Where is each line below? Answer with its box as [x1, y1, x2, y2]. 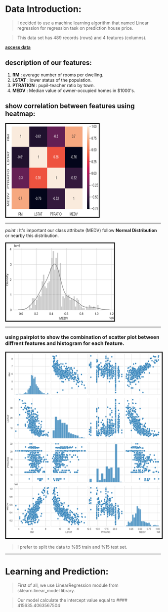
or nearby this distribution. [5, 233, 59, 238]
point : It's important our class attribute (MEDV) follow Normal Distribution [5, 227, 157, 233]
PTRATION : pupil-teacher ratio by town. [12, 82, 95, 88]
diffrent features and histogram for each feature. [5, 340, 125, 347]
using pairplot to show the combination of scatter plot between [5, 334, 160, 341]
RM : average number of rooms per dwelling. [12, 72, 104, 78]
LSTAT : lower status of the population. [12, 77, 92, 83]
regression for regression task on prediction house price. [17, 25, 133, 31]
